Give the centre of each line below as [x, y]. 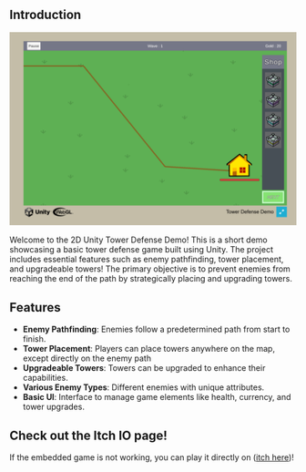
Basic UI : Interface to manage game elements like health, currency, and [157, 397]
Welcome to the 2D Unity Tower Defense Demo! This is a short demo [138, 240]
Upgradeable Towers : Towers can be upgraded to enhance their [144, 368]
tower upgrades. [53, 407]
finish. [34, 339]
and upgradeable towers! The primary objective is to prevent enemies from [150, 269]
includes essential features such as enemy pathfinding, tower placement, [147, 260]
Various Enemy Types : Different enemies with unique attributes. [143, 387]
